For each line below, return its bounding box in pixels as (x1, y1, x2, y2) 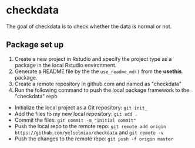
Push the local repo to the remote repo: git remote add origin (14, 122, 166, 129)
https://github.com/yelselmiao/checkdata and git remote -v (14, 129, 164, 136)
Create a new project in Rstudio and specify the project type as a (14, 55, 172, 62)
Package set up (6, 40, 64, 50)
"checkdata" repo (14, 92, 58, 99)
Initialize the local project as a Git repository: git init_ (14, 104, 148, 111)
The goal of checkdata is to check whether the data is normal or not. (6, 23, 172, 30)
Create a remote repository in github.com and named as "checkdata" (14, 80, 182, 87)
